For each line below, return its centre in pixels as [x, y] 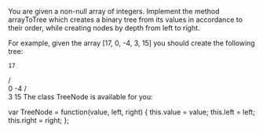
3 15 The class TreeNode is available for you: [80, 97]
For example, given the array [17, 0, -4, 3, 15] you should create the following [131, 43]
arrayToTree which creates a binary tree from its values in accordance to [126, 20]
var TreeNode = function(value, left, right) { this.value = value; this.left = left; [131, 112]
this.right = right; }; [38, 120]
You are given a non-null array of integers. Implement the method [114, 11]
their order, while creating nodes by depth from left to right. [104, 28]
